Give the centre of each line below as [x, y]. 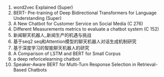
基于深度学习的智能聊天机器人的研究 [51, 48]
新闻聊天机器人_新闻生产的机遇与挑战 [52, 35]
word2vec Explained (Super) [43, 7]
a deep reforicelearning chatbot [47, 59]
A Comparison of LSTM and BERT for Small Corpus [67, 54]
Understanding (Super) [37, 18]
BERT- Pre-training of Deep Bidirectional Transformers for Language [85, 13]
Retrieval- [147, 64]
